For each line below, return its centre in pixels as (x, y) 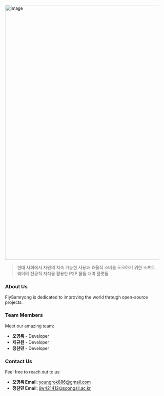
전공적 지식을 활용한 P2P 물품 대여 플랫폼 (69, 273)
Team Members (24, 315)
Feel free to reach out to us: (33, 371)
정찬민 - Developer (31, 348)
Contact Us (19, 361)
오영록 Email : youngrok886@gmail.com (51, 382)
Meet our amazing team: (30, 326)
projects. (14, 302)
